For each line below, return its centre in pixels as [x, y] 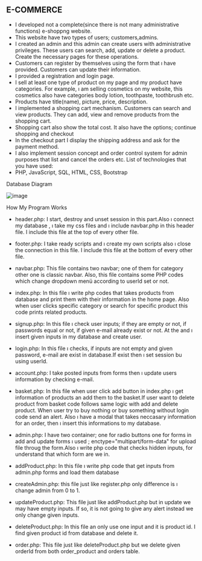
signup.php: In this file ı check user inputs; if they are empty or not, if [101, 323]
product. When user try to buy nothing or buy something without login [102, 410]
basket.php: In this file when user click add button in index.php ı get [99, 391]
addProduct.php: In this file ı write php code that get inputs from [95, 465]
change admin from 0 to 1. [47, 490]
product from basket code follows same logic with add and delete [96, 404]
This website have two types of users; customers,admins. [87, 37]
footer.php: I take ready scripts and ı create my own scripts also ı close [103, 244]
